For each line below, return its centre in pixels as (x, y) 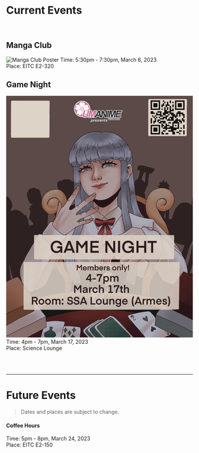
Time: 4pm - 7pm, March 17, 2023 (47, 342)
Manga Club (29, 45)
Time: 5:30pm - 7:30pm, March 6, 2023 (108, 59)
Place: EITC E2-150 (30, 445)
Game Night (29, 84)
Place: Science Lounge (34, 348)
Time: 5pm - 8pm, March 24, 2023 (48, 439)
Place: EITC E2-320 (30, 66)
